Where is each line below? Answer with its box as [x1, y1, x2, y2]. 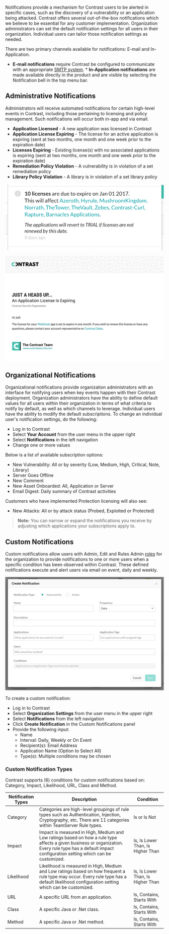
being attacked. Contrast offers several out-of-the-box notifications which [5, 15, 159, 21]
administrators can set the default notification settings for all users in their [5, 26, 158, 32]
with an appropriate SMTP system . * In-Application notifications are [12, 66, 156, 72]
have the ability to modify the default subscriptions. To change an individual [5, 411, 162, 417]
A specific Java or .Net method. [39, 918, 105, 925]
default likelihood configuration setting [39, 879, 119, 885]
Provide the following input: [12, 726, 69, 732]
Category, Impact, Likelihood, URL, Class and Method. [5, 783, 117, 789]
